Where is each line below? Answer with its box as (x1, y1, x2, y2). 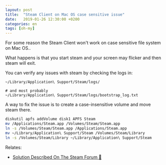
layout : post (5, 7, 33, 13)
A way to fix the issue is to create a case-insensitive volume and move (5, 101, 151, 108)
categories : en (5, 21, 37, 27)
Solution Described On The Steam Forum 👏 (12, 154, 102, 160)
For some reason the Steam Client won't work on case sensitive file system (5, 40, 161, 46)
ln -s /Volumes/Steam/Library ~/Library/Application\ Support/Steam (5, 135, 152, 140)
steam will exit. (5, 60, 36, 66)
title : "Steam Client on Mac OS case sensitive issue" (5, 12, 125, 17)
